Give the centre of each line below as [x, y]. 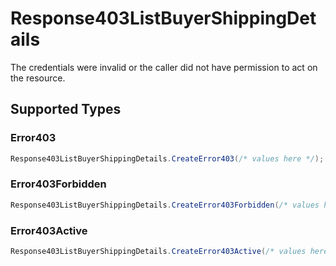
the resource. [38, 78]
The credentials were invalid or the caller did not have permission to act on [164, 67]
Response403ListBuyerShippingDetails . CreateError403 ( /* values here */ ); [167, 158]
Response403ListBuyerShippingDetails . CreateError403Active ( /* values [158, 251]
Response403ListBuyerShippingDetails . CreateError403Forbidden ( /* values [165, 205]
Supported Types [66, 109]
